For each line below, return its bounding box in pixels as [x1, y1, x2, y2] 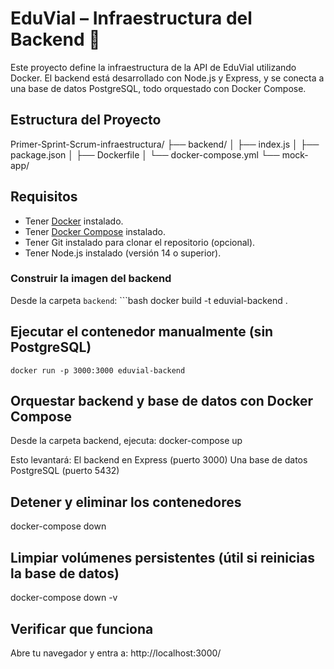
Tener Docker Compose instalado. [24, 225, 166, 237]
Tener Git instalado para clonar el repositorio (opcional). [24, 236, 256, 248]
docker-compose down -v [10, 592, 118, 604]
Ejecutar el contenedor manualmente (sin [10, 323, 274, 341]
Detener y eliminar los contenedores [10, 493, 242, 511]
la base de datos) [10, 565, 120, 582]
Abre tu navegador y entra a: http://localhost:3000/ [10, 647, 222, 659]
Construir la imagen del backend [10, 272, 172, 286]
